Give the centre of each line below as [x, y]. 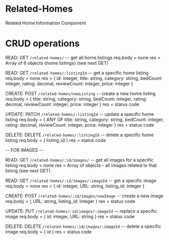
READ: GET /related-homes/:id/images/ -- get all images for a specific [79, 160]
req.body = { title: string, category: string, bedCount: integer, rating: [76, 99]
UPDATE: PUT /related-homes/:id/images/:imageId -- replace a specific [81, 211]
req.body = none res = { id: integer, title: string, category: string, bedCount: [84, 78]
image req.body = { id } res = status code [49, 231]
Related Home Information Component [46, 23]
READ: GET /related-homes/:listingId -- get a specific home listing [77, 73]
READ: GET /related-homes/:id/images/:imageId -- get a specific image [81, 181]
